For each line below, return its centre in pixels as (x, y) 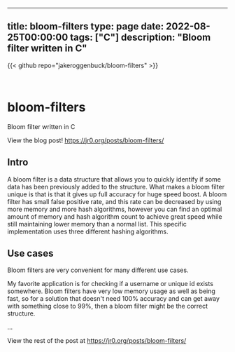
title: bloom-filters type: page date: (86, 26)
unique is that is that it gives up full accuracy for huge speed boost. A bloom (117, 194)
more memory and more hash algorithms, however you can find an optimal (115, 209)
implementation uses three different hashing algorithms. (88, 231)
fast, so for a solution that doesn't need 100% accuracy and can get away (114, 299)
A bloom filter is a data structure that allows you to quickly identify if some (114, 179)
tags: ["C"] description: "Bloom (140, 38)
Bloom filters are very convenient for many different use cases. (98, 270)
